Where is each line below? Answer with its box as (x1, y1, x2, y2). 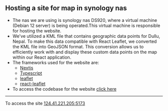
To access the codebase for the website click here (12, 86, 116, 92)
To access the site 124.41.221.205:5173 (5, 100, 85, 106)
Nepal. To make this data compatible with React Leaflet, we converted (12, 38, 157, 44)
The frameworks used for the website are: (12, 59, 99, 65)
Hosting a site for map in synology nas (5, 4, 127, 12)
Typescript (19, 70, 42, 76)
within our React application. (12, 54, 71, 60)
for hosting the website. (12, 27, 61, 34)
